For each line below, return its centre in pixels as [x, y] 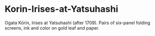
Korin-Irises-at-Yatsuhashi [61, 9]
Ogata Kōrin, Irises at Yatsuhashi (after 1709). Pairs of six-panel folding [77, 23]
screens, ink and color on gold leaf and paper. [52, 28]
